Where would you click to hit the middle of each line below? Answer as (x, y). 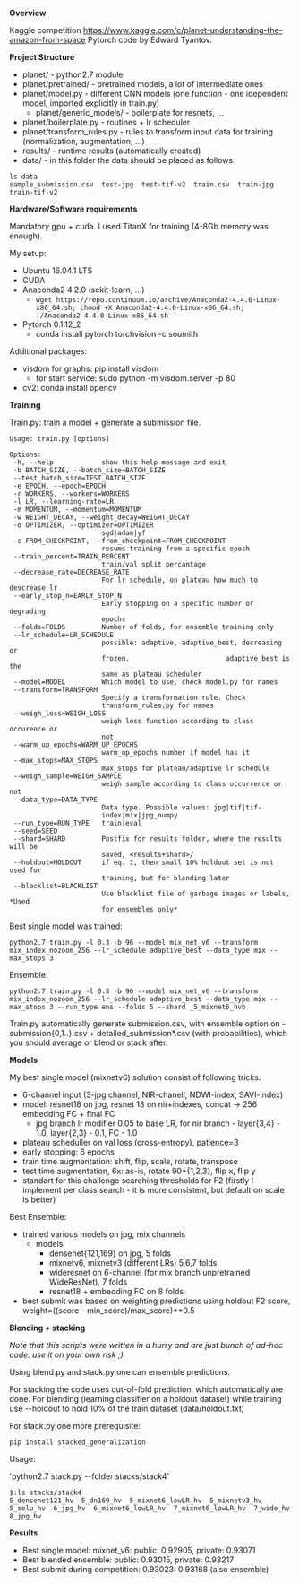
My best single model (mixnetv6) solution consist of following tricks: (135, 1077)
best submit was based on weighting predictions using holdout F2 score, (156, 1301)
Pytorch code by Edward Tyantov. (150, 40)
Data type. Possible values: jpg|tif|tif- (182, 808)
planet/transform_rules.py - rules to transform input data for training (148, 132)
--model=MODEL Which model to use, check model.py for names (145, 682)
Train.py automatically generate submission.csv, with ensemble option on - (148, 1024)
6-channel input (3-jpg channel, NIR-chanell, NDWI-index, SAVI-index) (153, 1094)
